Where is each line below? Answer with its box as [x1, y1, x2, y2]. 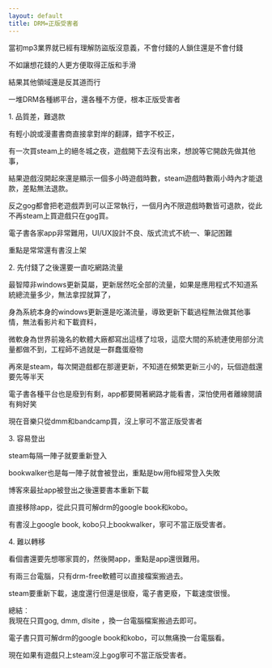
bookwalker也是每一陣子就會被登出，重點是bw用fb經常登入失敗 [8, 467, 221, 478]
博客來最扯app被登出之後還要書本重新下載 [8, 485, 150, 495]
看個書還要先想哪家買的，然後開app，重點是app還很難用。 [8, 554, 205, 564]
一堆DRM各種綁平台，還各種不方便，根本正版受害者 [8, 94, 181, 104]
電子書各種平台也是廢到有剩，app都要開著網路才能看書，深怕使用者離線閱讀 [8, 389, 263, 398]
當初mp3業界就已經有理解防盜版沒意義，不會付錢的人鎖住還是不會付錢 [8, 42, 244, 53]
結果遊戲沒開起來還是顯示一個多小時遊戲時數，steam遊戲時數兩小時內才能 [8, 173, 257, 183]
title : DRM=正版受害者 [8, 19, 79, 28]
